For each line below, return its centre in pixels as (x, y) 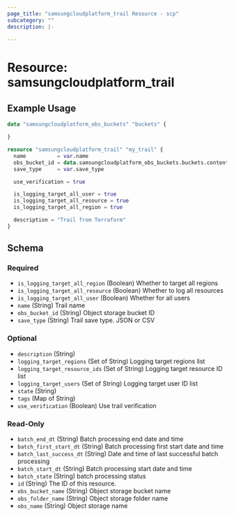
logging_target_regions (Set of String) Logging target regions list (111, 361)
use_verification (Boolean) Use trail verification (87, 405)
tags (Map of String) (46, 398)
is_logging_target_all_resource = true (71, 201)
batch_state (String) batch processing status (81, 476)
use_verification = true (49, 182)
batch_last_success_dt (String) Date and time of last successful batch (118, 454)
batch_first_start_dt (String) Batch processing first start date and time (120, 446)
